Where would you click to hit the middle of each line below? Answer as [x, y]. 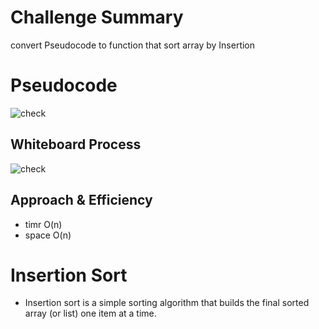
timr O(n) [43, 224]
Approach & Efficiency [81, 200]
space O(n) [48, 235]
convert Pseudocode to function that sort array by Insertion [133, 45]
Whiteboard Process [76, 144]
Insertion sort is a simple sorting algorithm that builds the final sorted [167, 303]
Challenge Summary [97, 17]
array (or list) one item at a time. [90, 313]
